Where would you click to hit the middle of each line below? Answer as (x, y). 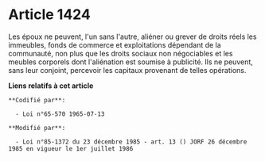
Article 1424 (50, 15)
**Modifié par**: (37, 128)
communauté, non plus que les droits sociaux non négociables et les (121, 53)
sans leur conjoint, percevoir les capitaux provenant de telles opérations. (127, 70)
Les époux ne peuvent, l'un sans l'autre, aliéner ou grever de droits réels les (132, 36)
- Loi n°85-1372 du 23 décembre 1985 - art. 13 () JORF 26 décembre (131, 142)
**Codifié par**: (37, 100)
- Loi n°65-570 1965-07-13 (60, 114)
